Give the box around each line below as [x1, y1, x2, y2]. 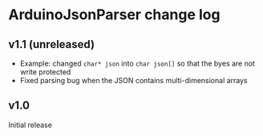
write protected [19, 67, 71, 77]
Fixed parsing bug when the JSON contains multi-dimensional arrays [19, 76, 249, 85]
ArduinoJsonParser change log [8, 6, 221, 24]
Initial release [8, 120, 52, 130]
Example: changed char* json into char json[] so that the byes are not [19, 58, 255, 68]
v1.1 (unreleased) [8, 38, 95, 51]
